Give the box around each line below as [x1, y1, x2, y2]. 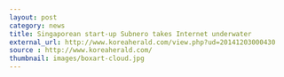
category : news [9, 21, 66, 30]
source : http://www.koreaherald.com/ [9, 46, 153, 55]
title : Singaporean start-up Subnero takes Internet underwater [9, 29, 252, 38]
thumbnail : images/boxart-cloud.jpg [9, 54, 145, 63]
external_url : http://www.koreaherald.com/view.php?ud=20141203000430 [9, 37, 276, 47]
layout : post [9, 12, 58, 22]
